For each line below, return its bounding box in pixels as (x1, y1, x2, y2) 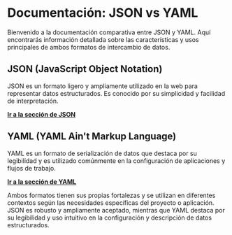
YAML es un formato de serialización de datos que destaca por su (7, 149, 198, 157)
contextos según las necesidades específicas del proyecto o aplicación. (7, 198, 215, 207)
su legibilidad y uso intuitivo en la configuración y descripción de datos (7, 213, 212, 222)
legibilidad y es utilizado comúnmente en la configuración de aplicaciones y (7, 156, 226, 165)
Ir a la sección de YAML (7, 177, 77, 186)
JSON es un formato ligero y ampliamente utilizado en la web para (7, 82, 198, 90)
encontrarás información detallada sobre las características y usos (7, 35, 199, 43)
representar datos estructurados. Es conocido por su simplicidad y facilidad (7, 89, 226, 97)
